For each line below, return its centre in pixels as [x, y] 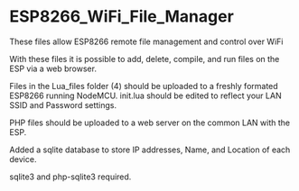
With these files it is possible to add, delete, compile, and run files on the [145, 59]
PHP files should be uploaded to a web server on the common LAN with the [150, 123]
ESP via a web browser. [53, 68]
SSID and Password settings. [63, 105]
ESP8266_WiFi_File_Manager [122, 17]
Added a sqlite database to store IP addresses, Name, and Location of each [150, 150]
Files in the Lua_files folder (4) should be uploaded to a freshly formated [144, 86]
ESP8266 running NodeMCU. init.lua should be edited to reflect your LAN [145, 95]
